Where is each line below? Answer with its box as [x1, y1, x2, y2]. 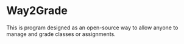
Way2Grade [6, 4, 68, 18]
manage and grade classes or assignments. [6, 30, 116, 37]
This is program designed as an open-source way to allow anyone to [6, 24, 179, 31]
